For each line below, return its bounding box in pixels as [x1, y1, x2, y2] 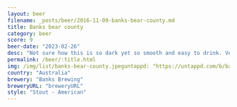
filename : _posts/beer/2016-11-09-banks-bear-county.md [7, 17, 175, 24]
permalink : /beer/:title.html [7, 56, 97, 63]
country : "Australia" [7, 69, 71, 76]
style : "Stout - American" [7, 89, 87, 96]
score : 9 [7, 37, 33, 44]
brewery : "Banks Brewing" [7, 75, 83, 83]
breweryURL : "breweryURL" [7, 82, 83, 89]
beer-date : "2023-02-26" [7, 43, 80, 50]
